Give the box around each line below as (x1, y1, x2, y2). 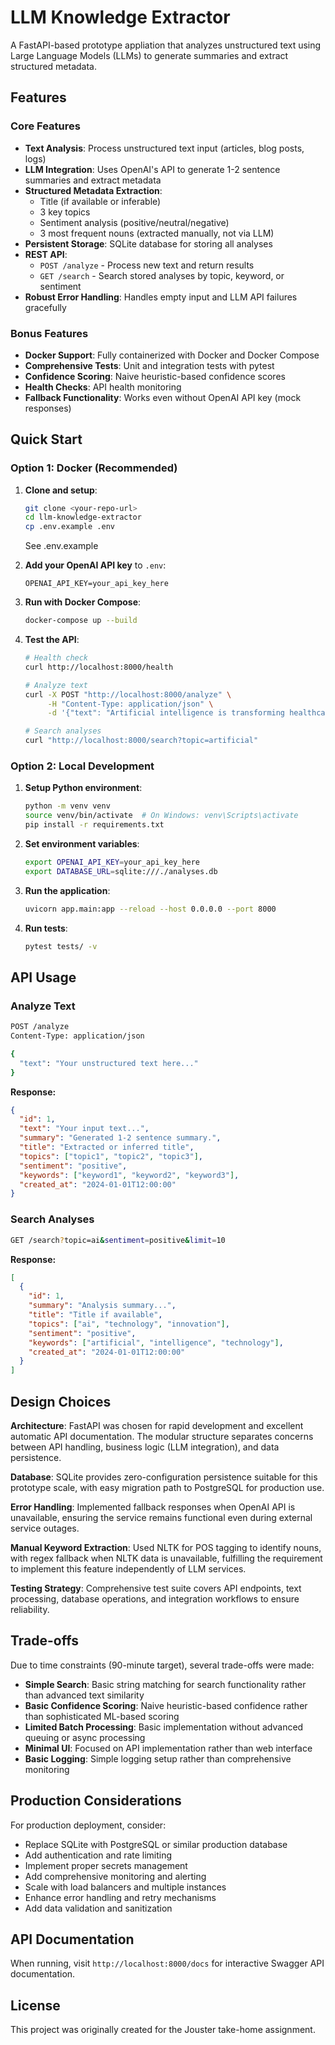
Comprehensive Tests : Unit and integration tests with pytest (24, 359, 275, 371)
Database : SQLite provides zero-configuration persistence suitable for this (10, 1471, 318, 1483)
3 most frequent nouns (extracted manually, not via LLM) (39, 227, 275, 239)
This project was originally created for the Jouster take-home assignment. (10, 2024, 316, 2036)
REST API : (24, 248, 68, 260)
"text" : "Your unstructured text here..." (19, 1058, 199, 1068)
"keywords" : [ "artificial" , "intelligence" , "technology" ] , (28, 1337, 284, 1348)
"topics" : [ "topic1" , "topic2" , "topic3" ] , (19, 1151, 203, 1161)
